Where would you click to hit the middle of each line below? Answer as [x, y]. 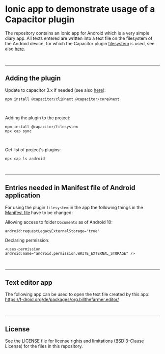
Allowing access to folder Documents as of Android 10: [59, 222]
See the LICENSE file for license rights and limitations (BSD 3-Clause [75, 341]
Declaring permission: [27, 240]
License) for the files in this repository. [44, 346]
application [23, 196]
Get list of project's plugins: [33, 150]
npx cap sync [18, 131]
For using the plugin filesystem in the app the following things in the [74, 207]
